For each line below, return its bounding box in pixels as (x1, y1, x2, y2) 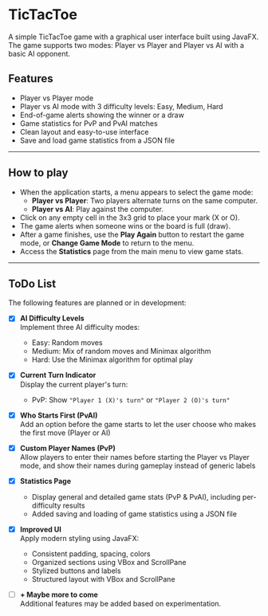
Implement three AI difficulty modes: (19, 323, 140, 332)
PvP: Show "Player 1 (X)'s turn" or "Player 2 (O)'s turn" (31, 394, 231, 404)
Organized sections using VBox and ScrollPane (31, 557, 187, 567)
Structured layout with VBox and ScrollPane (31, 574, 175, 583)
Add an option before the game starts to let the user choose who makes (19, 419, 257, 429)
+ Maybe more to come (19, 590, 98, 599)
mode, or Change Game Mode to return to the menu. (19, 237, 195, 248)
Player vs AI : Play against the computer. (31, 204, 164, 214)
